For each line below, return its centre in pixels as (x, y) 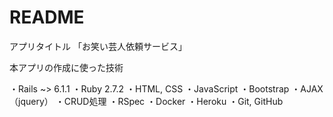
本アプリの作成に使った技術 (66, 67)
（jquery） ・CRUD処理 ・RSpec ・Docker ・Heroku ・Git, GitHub (146, 101)
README (47, 17)
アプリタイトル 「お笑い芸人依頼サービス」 (98, 46)
